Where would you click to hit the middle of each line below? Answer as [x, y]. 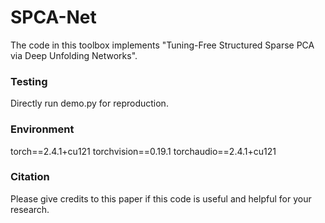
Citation [30, 177]
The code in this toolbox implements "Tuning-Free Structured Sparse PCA [162, 45]
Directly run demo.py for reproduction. [89, 103]
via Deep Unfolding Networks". [74, 55]
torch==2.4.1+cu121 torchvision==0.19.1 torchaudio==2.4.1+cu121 [143, 151]
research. [30, 209]
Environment [42, 129]
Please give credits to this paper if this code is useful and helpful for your [161, 198]
